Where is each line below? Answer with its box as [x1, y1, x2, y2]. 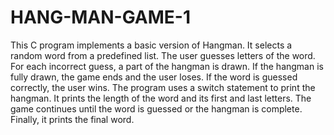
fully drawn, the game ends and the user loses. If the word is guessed [10, 71, 298, 83]
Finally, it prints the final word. [10, 113, 135, 125]
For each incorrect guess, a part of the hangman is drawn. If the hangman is [10, 60, 324, 72]
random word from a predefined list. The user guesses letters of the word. [10, 49, 316, 61]
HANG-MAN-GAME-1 [10, 6, 192, 29]
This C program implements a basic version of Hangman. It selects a [10, 39, 293, 51]
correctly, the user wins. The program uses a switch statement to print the [10, 81, 316, 93]
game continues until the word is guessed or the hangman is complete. [10, 102, 303, 115]
